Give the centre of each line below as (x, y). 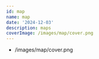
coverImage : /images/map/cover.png (50, 33)
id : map (16, 11)
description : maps (29, 28)
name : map (18, 17)
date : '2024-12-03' (30, 22)
